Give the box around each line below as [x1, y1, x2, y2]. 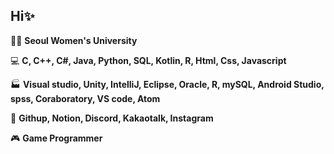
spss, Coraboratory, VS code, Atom [10, 92, 161, 104]
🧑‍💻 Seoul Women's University [10, 34, 138, 46]
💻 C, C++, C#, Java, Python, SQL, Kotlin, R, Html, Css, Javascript [10, 54, 287, 66]
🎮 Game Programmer [10, 132, 103, 144]
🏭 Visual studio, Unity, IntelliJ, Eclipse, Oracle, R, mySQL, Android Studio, [10, 78, 325, 90]
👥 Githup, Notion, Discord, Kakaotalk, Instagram [10, 112, 214, 124]
